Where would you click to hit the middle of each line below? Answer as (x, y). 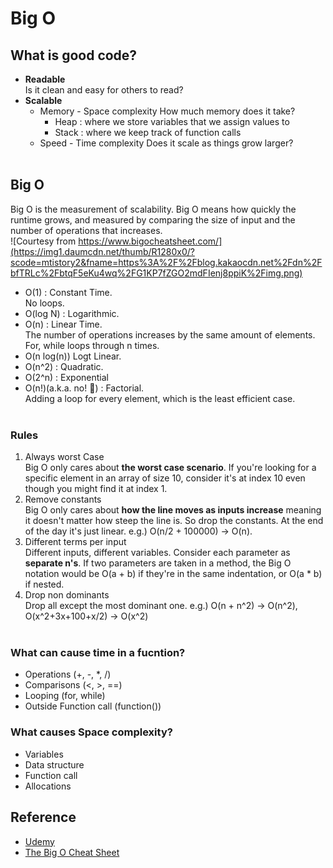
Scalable (43, 100)
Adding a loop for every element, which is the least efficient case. (160, 398)
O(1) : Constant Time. (68, 292)
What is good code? (74, 55)
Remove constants (63, 499)
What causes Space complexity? (91, 732)
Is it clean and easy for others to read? (104, 90)
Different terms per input (75, 542)
